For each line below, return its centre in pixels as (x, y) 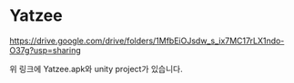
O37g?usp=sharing (45, 50)
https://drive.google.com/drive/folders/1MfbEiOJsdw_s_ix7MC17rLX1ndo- (147, 41)
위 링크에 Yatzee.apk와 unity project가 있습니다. (96, 69)
